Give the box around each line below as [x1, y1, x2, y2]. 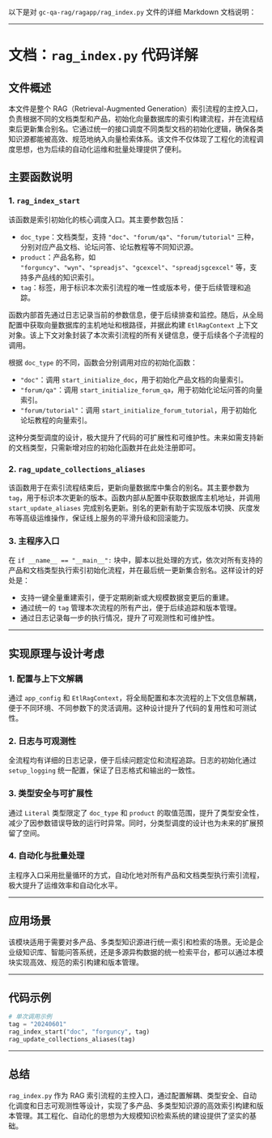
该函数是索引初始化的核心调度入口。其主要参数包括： [8, 214, 186, 225]
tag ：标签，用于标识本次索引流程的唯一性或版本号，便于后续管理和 [19, 282, 244, 292]
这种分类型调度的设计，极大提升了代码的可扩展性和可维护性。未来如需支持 [8, 432, 257, 442]
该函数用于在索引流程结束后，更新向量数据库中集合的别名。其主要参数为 [8, 482, 249, 492]
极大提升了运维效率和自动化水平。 [8, 880, 122, 890]
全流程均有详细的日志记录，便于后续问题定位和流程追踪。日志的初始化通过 [8, 755, 257, 765]
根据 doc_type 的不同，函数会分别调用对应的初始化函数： [8, 357, 198, 367]
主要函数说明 [8, 170, 73, 184]
